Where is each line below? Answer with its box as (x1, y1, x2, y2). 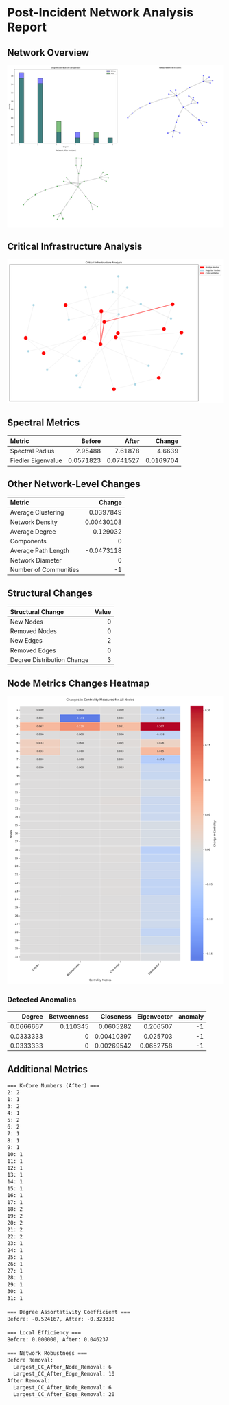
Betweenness (49, 1013, 89, 1021)
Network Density (10, 518, 58, 526)
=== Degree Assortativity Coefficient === (7, 1309, 130, 1316)
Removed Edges (10, 646, 56, 654)
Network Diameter (10, 556, 62, 564)
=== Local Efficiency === (7, 1330, 81, 1336)
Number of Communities (10, 565, 80, 574)
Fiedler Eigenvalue (10, 456, 63, 464)
